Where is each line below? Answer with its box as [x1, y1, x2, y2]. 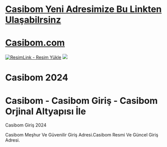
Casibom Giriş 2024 [5, 122, 47, 128]
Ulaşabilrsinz [5, 14, 61, 26]
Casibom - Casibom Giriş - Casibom [5, 95, 158, 106]
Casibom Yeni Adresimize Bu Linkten [5, 4, 162, 15]
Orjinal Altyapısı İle [5, 105, 87, 117]
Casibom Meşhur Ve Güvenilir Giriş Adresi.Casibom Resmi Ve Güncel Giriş [5, 132, 158, 138]
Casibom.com [5, 37, 65, 49]
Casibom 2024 [5, 72, 68, 83]
